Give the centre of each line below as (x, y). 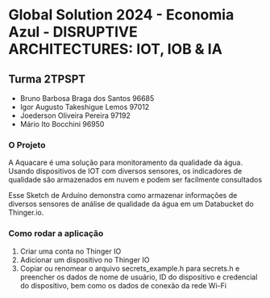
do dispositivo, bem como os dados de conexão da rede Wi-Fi (123, 285)
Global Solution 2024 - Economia (121, 15)
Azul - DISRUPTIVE (73, 32)
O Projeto (27, 145)
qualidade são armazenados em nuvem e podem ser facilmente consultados (135, 180)
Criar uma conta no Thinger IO (71, 251)
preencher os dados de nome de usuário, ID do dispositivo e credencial (139, 277)
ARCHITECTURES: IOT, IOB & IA (116, 49)
